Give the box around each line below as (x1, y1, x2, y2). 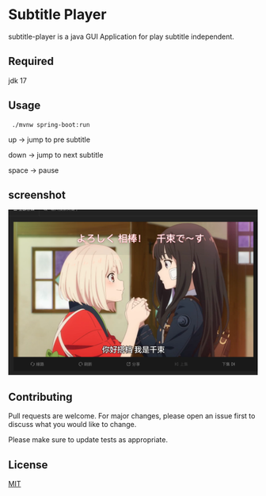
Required (8, 55, 54, 68)
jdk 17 (8, 75, 28, 85)
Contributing (8, 390, 73, 403)
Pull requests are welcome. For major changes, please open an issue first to (8, 411, 256, 421)
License (8, 458, 48, 471)
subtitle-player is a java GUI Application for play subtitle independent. (8, 32, 235, 41)
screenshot (8, 188, 66, 201)
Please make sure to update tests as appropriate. (8, 435, 169, 444)
